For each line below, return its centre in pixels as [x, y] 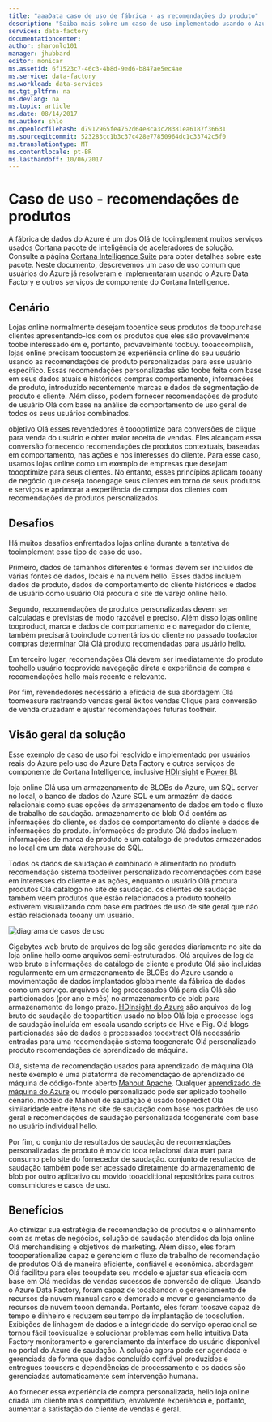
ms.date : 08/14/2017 [43, 114]
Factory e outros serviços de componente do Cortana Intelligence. [119, 282]
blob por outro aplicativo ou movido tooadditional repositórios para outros [132, 1176]
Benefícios [36, 1211]
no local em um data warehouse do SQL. [76, 848]
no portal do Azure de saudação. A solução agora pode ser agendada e [128, 1351]
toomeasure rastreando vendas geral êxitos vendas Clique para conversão [133, 700]
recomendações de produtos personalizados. [84, 498]
